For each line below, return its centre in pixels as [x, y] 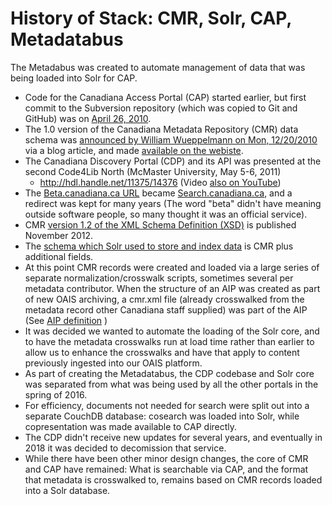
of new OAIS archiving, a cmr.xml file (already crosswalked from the [164, 299]
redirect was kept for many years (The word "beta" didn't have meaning [173, 203]
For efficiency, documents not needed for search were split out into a [167, 405]
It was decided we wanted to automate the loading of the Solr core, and [172, 331]
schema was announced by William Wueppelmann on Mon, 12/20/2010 [171, 139]
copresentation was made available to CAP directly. [131, 426]
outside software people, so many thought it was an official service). [166, 214]
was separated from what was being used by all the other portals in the [171, 384]
